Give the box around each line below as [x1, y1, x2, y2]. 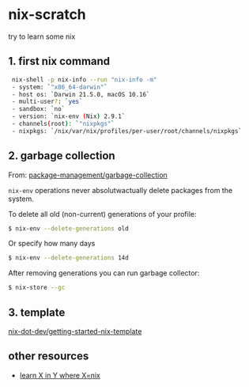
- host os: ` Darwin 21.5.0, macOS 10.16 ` [11, 90, 150, 98]
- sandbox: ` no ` [11, 105, 66, 113]
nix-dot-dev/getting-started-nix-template [8, 327, 142, 336]
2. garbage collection [8, 149, 116, 163]
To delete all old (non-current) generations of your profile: [8, 209, 197, 218]
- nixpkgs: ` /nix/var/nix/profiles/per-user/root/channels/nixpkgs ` [11, 127, 243, 135]
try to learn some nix [8, 32, 76, 41]
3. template [8, 305, 66, 319]
